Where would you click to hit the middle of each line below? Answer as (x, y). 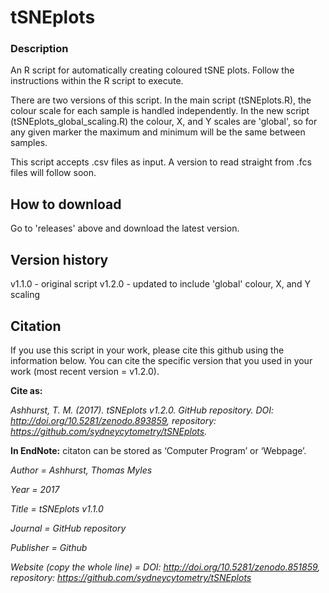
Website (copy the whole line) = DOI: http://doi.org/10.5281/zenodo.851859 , (165, 567)
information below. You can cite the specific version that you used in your (161, 360)
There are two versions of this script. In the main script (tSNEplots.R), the (161, 100)
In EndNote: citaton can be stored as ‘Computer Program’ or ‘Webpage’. (158, 450)
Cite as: (26, 390)
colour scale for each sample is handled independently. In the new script (160, 111)
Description (39, 49)
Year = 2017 (35, 489)
